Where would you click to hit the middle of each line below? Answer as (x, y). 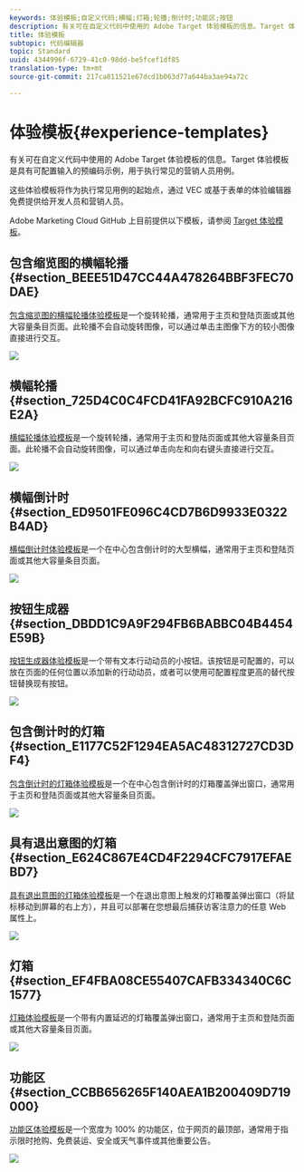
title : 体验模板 (37, 34)
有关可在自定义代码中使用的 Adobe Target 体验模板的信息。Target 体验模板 (149, 159)
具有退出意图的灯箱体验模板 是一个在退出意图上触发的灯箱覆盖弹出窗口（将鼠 (152, 895)
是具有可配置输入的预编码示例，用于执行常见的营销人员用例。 (124, 170)
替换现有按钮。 (45, 683)
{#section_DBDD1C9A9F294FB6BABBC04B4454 (152, 623)
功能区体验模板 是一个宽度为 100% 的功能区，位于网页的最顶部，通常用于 (145, 1129)
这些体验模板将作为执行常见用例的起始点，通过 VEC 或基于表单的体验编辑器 (151, 189)
